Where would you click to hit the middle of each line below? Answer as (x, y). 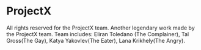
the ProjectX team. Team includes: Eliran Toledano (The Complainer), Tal (98, 34)
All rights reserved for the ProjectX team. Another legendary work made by (101, 28)
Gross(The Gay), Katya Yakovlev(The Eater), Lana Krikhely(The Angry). (96, 40)
